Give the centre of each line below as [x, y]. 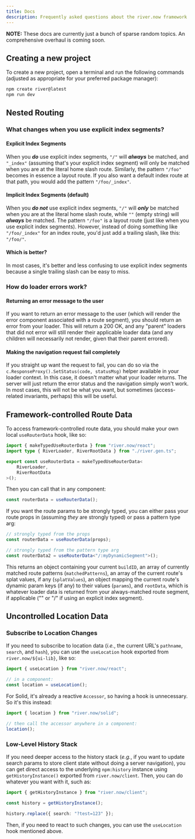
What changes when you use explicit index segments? [85, 129]
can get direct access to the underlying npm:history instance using [87, 769]
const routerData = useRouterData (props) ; [59, 540]
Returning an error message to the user [55, 301]
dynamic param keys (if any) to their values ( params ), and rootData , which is [97, 585]
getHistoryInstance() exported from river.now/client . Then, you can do [95, 775]
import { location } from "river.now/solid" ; [62, 713]
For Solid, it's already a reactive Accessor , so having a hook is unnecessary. [97, 696]
